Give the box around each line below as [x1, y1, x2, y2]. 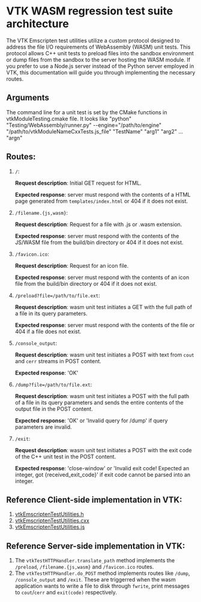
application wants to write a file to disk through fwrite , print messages [14, 582, 190, 590]
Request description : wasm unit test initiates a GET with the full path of [14, 303, 193, 310]
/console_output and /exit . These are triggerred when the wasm [14, 576, 176, 583]
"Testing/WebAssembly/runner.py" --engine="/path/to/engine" [6, 121, 162, 129]
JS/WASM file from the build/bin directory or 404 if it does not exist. [14, 239, 184, 246]
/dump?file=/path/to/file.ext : [14, 381, 92, 388]
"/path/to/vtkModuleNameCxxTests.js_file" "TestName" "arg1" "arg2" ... [6, 127, 184, 135]
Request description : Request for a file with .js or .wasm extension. [14, 221, 182, 228]
